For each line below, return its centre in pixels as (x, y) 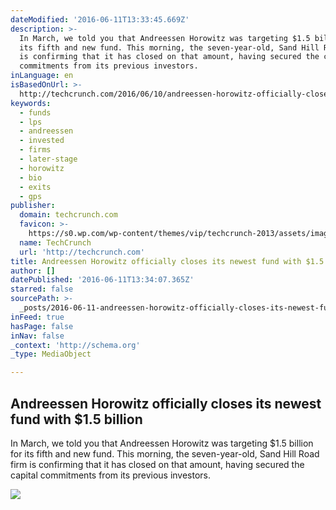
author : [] (33, 271)
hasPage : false (42, 326)
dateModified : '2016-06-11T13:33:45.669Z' (100, 19)
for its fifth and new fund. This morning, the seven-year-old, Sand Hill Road (165, 453)
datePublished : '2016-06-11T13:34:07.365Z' (102, 280)
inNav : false (37, 336)
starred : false (42, 289)
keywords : (31, 103)
